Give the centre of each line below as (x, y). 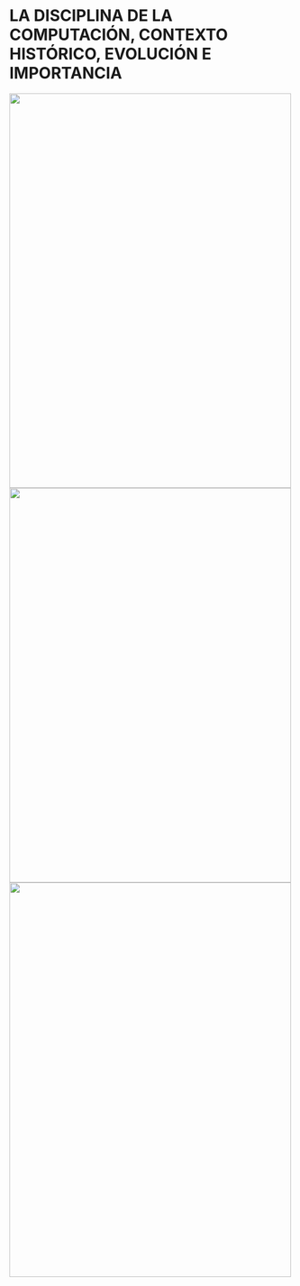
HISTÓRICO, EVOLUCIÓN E (110, 54)
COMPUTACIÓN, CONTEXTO (118, 35)
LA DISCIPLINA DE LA (91, 16)
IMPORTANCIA (66, 73)
